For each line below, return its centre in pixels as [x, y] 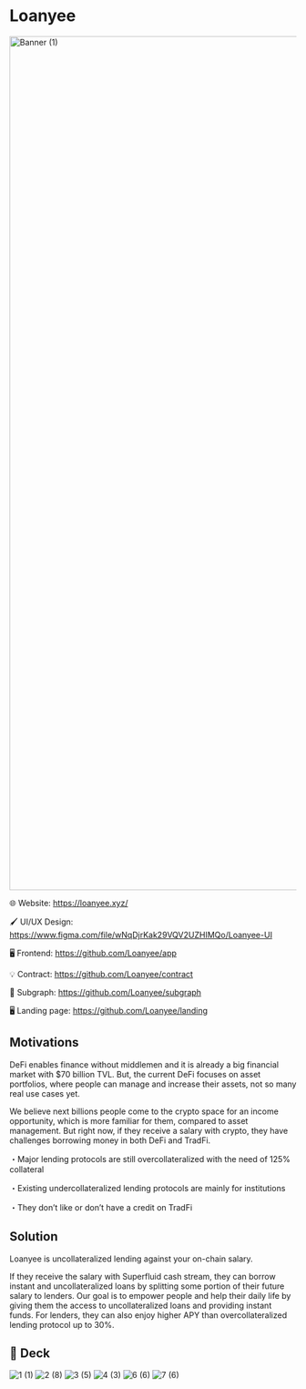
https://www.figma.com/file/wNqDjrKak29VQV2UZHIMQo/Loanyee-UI [141, 935]
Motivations [44, 1042]
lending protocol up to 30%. [62, 1324]
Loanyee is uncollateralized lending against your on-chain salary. [131, 1259]
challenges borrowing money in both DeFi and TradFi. [110, 1140]
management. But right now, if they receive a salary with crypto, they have [149, 1130]
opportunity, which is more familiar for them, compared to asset [129, 1120]
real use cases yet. [45, 1093]
